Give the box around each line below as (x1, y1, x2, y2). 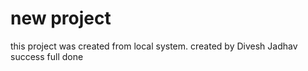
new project (10, 7, 112, 30)
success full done (10, 50, 84, 62)
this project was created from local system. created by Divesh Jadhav (10, 40, 298, 52)
